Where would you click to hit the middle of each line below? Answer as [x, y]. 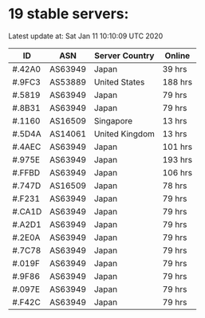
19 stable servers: [69, 14]
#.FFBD [26, 172]
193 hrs [177, 159]
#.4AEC [27, 147]
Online [177, 55]
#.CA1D [27, 211]
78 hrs [175, 186]
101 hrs [177, 147]
